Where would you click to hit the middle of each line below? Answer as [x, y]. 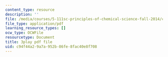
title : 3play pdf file [29, 42]
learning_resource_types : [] [35, 28]
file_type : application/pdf [34, 24]
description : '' [22, 14]
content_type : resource [30, 10]
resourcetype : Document [30, 38]
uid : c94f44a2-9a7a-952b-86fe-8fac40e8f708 [51, 47]
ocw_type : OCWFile [24, 33]
